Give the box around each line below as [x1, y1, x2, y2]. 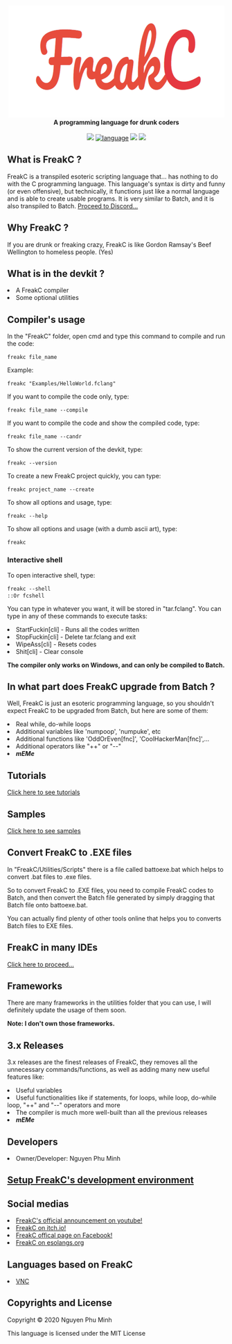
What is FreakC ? [7, 154, 82, 166]
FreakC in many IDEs [7, 942, 98, 954]
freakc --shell [7, 585, 51, 592]
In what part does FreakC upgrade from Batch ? [7, 680, 215, 692]
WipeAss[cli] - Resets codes [16, 640, 97, 648]
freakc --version [7, 460, 57, 467]
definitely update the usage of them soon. [7, 1006, 127, 1014]
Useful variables [16, 1086, 62, 1095]
